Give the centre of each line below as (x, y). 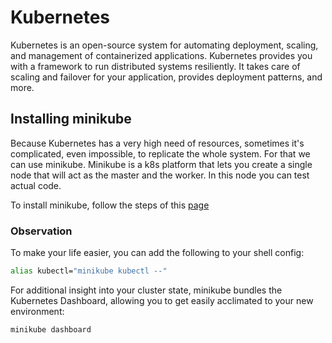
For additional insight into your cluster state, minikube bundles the (146, 290)
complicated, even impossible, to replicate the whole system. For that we (160, 153)
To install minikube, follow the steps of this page (110, 205)
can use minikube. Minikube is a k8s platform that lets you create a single (161, 164)
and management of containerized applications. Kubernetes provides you (161, 55)
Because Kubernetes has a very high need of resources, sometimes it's (157, 143)
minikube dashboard (51, 329)
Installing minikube (71, 119)
